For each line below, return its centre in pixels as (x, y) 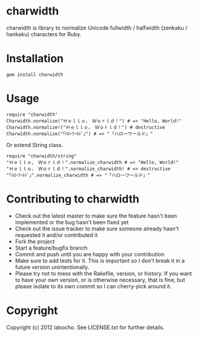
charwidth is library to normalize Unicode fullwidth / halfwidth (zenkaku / (97, 28)
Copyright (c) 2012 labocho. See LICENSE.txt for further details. (85, 327)
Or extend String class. (35, 145)
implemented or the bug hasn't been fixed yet (72, 222)
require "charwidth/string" (42, 156)
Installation (35, 59)
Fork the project (35, 241)
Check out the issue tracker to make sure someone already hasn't (97, 228)
